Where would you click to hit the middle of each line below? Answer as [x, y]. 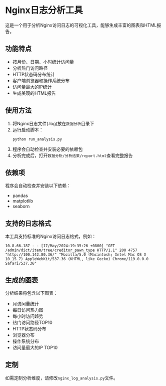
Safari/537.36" [21, 264]
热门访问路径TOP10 [32, 322]
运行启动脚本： [28, 130]
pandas [20, 196]
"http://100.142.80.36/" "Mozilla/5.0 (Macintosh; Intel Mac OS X [76, 255]
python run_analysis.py [37, 139]
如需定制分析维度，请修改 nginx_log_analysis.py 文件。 [62, 378]
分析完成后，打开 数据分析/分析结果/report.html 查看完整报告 [72, 155]
